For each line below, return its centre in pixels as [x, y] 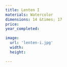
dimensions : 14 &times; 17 [34, 19]
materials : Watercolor [29, 15]
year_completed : [22, 29]
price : [12, 24]
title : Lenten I [22, 10]
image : [12, 38]
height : [18, 52]
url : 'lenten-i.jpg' [31, 43]
